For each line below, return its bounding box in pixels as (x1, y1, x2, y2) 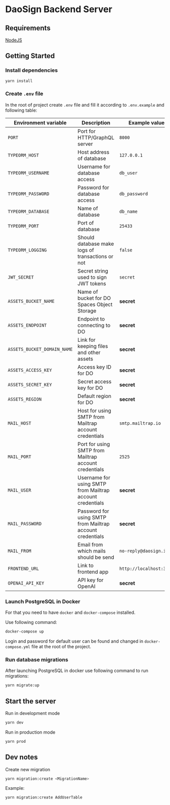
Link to (77, 562, 94, 569)
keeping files (77, 342, 108, 349)
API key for (77, 576, 104, 584)
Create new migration (5, 766, 51, 772)
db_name (119, 208, 138, 214)
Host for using (77, 407, 111, 414)
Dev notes (5, 753, 38, 762)
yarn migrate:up (5, 683, 39, 688)
